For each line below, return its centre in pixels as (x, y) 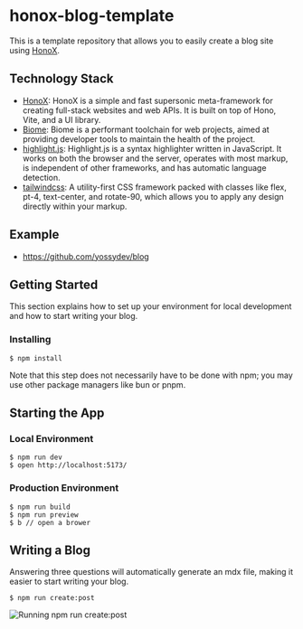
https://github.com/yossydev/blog (85, 256)
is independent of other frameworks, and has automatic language (144, 167)
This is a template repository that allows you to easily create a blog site (142, 41)
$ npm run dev (36, 457)
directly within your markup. (75, 206)
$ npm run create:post (52, 598)
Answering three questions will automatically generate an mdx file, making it (151, 572)
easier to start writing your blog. (69, 582)
